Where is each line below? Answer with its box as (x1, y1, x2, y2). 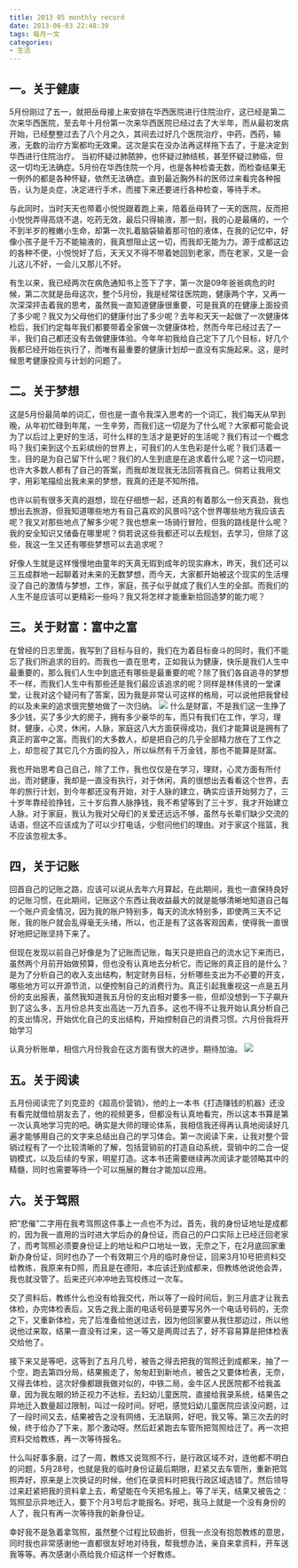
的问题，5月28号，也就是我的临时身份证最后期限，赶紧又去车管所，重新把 (9, 1463, 280, 1474)
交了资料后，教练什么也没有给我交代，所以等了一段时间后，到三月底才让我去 (9, 1293, 289, 1302)
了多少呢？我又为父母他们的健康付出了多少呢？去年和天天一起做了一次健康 (9, 310, 281, 321)
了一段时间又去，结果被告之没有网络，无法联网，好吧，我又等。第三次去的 (9, 1412, 281, 1421)
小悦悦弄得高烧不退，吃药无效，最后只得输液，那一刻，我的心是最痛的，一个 (9, 214, 289, 225)
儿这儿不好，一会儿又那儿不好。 (9, 259, 126, 269)
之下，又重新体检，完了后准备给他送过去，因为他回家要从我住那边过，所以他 (9, 1315, 289, 1325)
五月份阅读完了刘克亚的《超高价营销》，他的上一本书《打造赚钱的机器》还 (9, 1098, 278, 1109)
